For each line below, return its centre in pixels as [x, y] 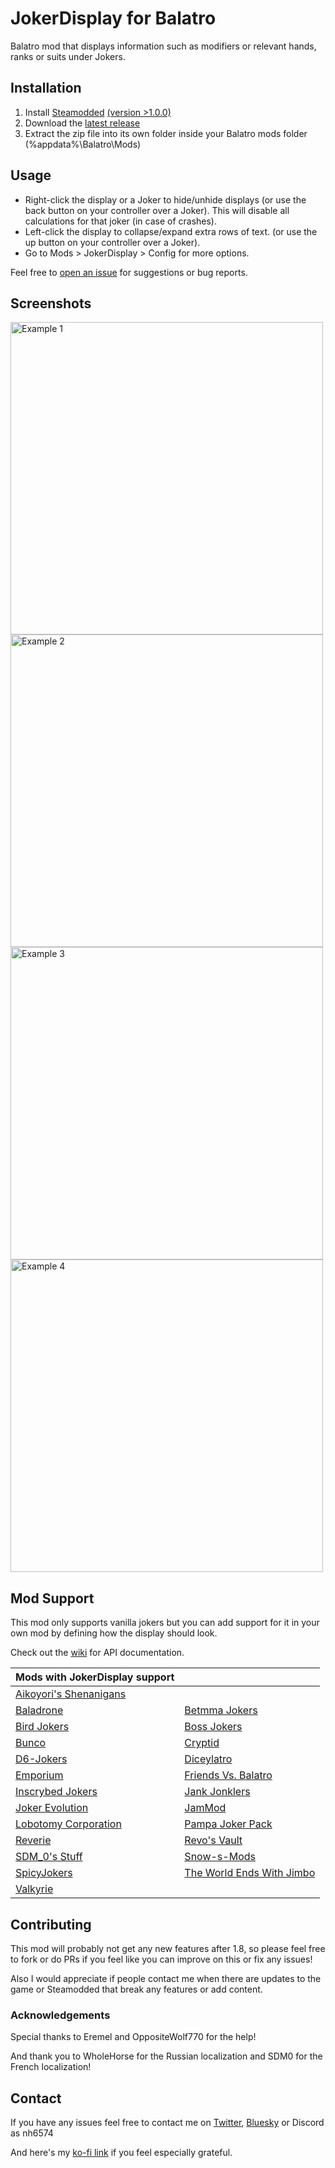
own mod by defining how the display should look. [114, 1633]
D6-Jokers [41, 1759]
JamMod [205, 1808]
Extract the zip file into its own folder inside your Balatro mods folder [166, 133]
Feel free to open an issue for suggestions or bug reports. [129, 272]
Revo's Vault [213, 1840]
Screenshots [51, 303]
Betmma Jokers [221, 1710]
